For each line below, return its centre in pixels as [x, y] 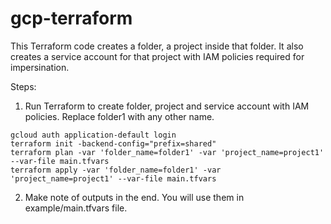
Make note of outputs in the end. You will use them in [134, 197]
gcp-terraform [71, 18]
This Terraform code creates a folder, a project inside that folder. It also [157, 46]
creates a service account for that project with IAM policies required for [157, 56]
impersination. [40, 67]
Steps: [23, 86]
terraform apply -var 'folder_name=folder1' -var [116, 170]
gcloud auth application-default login [93, 135]
